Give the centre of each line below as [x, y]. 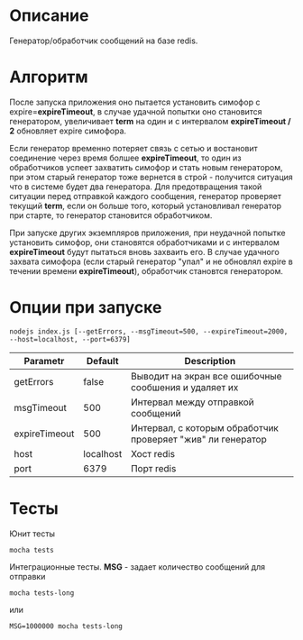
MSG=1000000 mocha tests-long [66, 626]
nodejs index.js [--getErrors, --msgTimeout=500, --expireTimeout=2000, [149, 331]
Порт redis [153, 468]
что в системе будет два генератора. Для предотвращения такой [136, 187]
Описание [49, 16]
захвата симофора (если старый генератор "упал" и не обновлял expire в [151, 261]
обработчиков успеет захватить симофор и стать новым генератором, [146, 167]
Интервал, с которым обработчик [205, 427]
